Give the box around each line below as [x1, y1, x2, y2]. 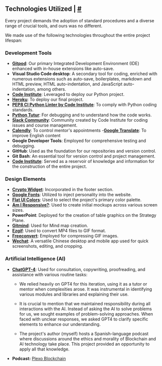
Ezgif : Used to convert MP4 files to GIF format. [12, 228, 106, 234]
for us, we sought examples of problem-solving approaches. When [19, 311, 153, 317]
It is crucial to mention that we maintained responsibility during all [19, 301, 151, 306]
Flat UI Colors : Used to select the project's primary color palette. [12, 197, 142, 203]
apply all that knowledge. [19, 346, 70, 352]
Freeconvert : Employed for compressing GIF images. [12, 233, 119, 239]
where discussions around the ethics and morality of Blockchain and [19, 335, 156, 342]
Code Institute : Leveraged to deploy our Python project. [12, 92, 125, 97]
